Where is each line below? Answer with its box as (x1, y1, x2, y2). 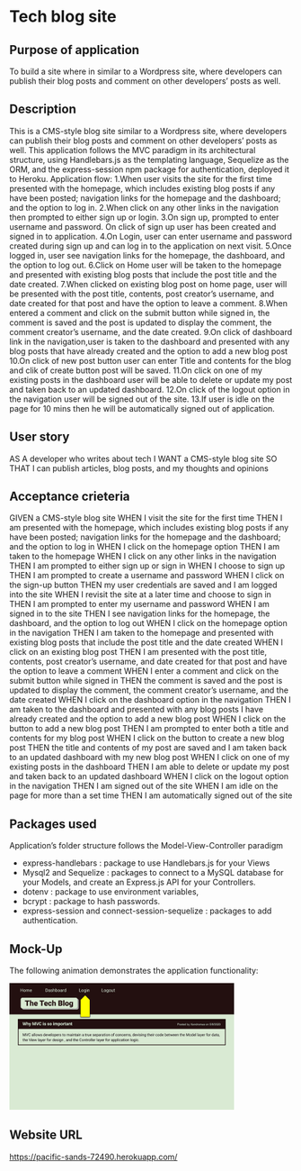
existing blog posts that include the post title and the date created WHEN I (9, 637, 283, 648)
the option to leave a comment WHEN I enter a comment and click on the (9, 666, 279, 676)
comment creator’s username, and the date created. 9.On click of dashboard (9, 326, 293, 337)
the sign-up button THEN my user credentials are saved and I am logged (9, 579, 278, 591)
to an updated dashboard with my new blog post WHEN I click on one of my (9, 752, 290, 763)
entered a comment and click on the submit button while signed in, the (9, 307, 270, 318)
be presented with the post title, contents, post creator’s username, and (9, 288, 275, 299)
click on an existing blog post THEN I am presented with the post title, (9, 647, 268, 658)
